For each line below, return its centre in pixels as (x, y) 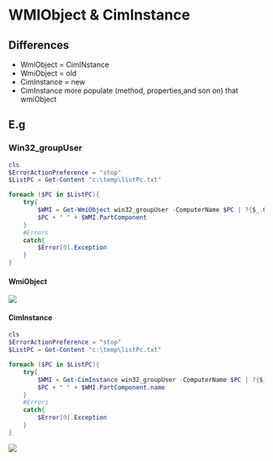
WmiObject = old (48, 73)
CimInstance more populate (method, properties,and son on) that (129, 90)
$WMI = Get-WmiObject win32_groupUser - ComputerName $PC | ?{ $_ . (151, 210)
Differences (39, 45)
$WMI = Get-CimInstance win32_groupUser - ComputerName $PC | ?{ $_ (152, 380)
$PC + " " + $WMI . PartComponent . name (101, 387)
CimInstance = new (52, 82)
